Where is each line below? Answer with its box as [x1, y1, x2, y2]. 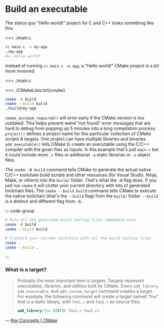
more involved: [5, 68, 36, 74]
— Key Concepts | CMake [5, 317, 58, 323]
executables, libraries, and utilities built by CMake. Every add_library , [17, 283, 160, 289]
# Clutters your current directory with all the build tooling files [5, 236, 152, 241]
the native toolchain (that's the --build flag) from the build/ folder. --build [5, 193, 158, 199]
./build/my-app [5, 106, 37, 111]
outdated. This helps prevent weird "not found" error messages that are [5, 120, 151, 126]
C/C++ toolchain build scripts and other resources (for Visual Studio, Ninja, [5, 172, 158, 178]
